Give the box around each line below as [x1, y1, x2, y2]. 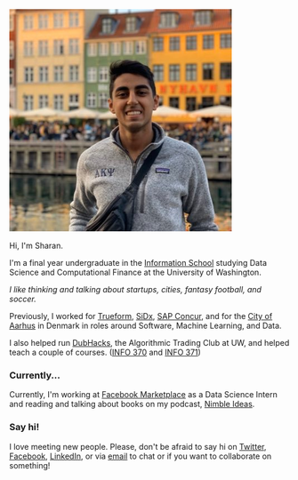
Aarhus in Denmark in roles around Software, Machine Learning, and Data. [9, 320, 282, 331]
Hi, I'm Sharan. [9, 240, 64, 251]
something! [9, 460, 51, 470]
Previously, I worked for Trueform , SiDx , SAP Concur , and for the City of [9, 311, 273, 321]
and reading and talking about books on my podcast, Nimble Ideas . [9, 399, 255, 410]
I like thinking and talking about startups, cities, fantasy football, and [9, 284, 262, 294]
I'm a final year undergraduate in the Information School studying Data [9, 258, 267, 268]
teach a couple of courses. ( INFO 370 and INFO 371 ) [9, 347, 202, 357]
